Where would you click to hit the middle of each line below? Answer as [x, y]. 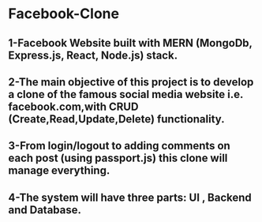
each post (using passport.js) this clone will [118, 158]
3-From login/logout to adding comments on [119, 146]
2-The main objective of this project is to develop [131, 82]
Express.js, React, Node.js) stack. [93, 55]
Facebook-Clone [64, 14]
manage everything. [59, 171]
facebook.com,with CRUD [73, 106]
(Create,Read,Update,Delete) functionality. [116, 119]
